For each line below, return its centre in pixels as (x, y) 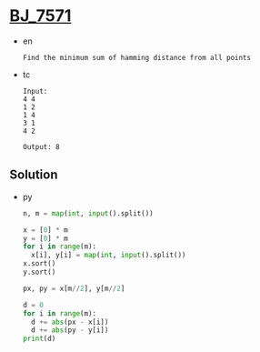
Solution (34, 175)
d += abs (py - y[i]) (70, 330)
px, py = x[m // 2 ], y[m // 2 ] (74, 288)
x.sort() (39, 264)
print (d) (39, 339)
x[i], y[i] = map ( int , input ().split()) (109, 256)
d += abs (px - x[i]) (70, 322)
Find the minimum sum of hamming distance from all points (137, 57)
